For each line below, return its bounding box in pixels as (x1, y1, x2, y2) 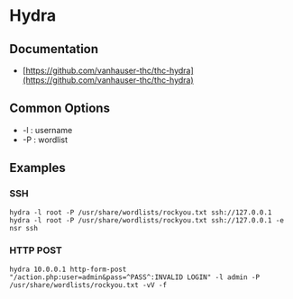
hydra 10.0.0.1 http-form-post (9, 265, 127, 274)
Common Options (9, 101, 111, 116)
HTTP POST (9, 244, 63, 257)
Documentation (9, 41, 99, 57)
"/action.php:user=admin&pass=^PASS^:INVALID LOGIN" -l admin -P (9, 272, 260, 282)
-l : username (22, 124, 73, 135)
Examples (9, 160, 66, 176)
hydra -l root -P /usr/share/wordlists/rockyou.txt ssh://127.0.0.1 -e (9, 215, 284, 225)
